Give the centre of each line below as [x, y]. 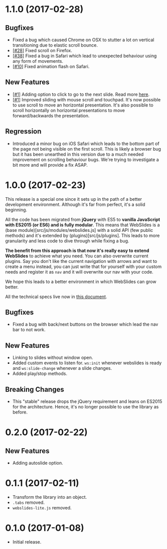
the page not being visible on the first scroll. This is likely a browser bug [87, 149]
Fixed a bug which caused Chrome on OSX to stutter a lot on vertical [83, 40]
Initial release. [27, 542]
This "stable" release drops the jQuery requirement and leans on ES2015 [87, 401]
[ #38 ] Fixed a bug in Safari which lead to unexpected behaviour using [85, 56]
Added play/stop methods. [40, 374]
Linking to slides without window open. [53, 358]
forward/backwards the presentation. [51, 115]
